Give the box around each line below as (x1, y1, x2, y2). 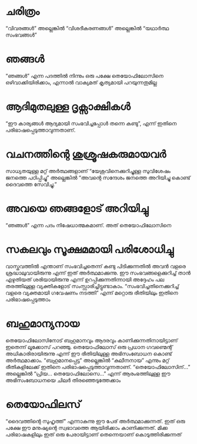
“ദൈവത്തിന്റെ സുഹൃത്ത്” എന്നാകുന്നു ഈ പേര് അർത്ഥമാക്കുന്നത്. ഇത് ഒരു (5, 417, 186, 425)
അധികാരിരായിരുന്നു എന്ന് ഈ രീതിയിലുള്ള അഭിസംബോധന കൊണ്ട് (5, 350, 172, 357)
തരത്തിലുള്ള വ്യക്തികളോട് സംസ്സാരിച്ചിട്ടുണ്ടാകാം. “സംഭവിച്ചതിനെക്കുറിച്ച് (5, 282, 179, 289)
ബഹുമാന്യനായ (5, 316, 80, 330)
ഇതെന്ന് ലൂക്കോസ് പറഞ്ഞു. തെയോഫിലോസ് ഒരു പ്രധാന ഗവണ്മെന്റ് (5, 343, 173, 350)
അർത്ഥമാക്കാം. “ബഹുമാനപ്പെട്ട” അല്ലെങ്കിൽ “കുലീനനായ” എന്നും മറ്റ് (5, 357, 170, 364)
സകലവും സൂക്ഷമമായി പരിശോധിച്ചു (5, 243, 174, 256)
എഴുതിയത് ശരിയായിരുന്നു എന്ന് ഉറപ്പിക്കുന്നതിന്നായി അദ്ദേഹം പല (5, 276, 165, 283)
